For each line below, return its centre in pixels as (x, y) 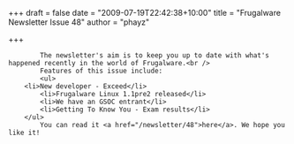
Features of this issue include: (102, 71)
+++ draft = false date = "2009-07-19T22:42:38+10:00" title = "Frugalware (145, 13)
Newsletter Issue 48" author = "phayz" (79, 22)
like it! (24, 133)
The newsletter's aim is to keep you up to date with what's (155, 56)
